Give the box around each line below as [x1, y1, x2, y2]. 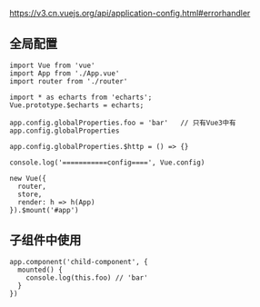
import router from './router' [9, 76, 128, 85]
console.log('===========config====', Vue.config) [9, 158, 205, 167]
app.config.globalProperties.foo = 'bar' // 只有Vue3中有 [9, 118, 236, 127]
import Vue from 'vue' [9, 61, 95, 70]
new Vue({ [9, 173, 47, 183]
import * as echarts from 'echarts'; [9, 93, 153, 102]
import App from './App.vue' [9, 68, 120, 78]
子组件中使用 [9, 233, 82, 248]
